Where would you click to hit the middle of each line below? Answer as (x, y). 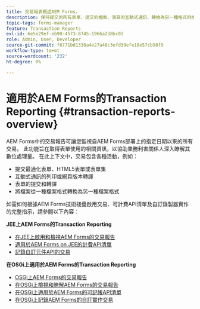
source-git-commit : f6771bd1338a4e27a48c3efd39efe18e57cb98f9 (85, 45)
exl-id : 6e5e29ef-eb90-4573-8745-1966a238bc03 (65, 34)
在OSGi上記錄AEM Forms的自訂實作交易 (64, 300)
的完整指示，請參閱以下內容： (43, 212)
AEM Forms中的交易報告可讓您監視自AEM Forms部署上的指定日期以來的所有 (100, 142)
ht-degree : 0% (24, 62)
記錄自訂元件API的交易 (43, 252)
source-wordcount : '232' (37, 56)
